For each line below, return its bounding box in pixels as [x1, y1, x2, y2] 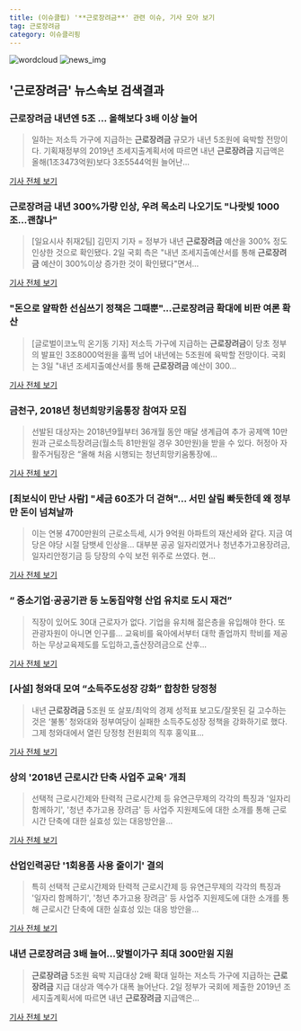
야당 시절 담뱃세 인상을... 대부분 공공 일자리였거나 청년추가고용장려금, [48, 539, 290, 550]
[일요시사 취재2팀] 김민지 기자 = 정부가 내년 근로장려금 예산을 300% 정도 [31, 236, 288, 247]
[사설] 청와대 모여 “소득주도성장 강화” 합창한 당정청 [9, 682, 217, 695]
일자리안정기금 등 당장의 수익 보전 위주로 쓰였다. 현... [31, 550, 216, 562]
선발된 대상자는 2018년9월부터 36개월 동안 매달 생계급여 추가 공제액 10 [31, 426, 281, 437]
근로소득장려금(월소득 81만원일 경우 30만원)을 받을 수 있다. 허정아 [48, 437, 279, 448]
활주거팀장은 [31, 449, 76, 459]
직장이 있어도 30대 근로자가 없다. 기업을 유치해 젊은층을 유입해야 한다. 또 [31, 617, 286, 627]
